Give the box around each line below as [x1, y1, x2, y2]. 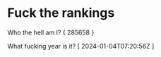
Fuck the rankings [7, 5, 115, 21]
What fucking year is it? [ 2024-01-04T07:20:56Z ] [7, 42, 155, 50]
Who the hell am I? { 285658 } [7, 28, 95, 37]
